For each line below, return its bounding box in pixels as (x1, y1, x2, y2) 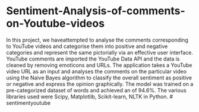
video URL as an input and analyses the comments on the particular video (6, 68, 187, 75)
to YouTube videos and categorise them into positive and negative (6, 43, 168, 50)
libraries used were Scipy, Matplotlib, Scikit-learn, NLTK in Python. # (6, 93, 173, 100)
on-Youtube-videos (6, 17, 105, 30)
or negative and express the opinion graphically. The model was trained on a (6, 80, 194, 87)
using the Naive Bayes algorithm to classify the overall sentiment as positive (6, 74, 192, 81)
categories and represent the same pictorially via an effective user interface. (6, 49, 193, 56)
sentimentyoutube (6, 99, 51, 106)
